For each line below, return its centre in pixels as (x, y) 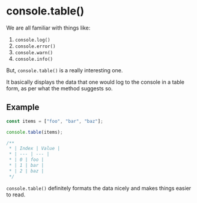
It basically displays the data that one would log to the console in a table (95, 82)
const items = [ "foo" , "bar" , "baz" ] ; (55, 121)
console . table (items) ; (35, 132)
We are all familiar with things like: (48, 28)
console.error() (35, 46)
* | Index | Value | (35, 149)
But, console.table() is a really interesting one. (65, 70)
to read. (16, 195)
